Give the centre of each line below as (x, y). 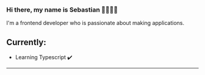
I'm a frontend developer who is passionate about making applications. (95, 23)
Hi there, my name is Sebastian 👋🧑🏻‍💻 (62, 10)
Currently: (27, 42)
